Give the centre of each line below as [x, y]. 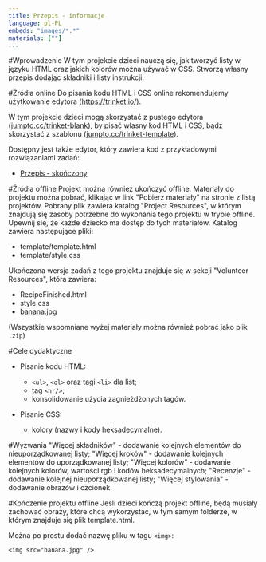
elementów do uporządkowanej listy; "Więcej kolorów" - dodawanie [119, 462]
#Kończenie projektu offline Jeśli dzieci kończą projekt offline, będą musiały [133, 503]
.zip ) [17, 335]
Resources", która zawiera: [53, 279]
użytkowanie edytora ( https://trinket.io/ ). [75, 101]
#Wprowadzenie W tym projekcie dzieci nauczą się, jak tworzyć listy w [125, 61]
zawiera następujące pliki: [51, 232]
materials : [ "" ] [35, 38]
